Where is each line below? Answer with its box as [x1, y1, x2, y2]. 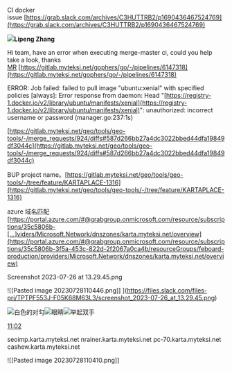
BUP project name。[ [7, 171, 68, 179]
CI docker [7, 6, 35, 14]
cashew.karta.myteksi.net [7, 343, 80, 351]
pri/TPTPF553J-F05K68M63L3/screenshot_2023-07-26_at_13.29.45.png [7, 294, 215, 302]
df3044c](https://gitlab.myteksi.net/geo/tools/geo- [7, 141, 153, 150]
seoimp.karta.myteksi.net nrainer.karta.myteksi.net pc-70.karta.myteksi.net [7, 336, 222, 343]
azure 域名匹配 [7, 207, 50, 216]
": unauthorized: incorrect [139, 106, 213, 114]
